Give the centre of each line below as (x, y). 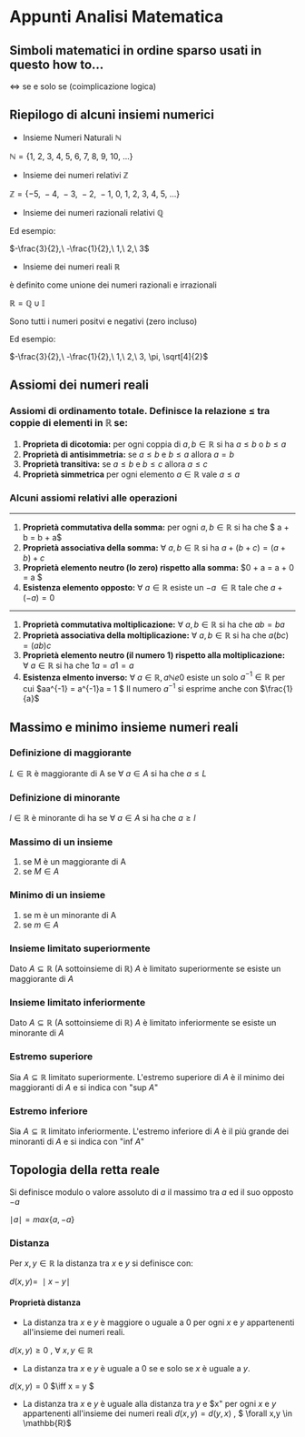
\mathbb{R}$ (47, 1423)
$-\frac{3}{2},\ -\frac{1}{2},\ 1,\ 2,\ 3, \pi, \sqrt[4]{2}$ (109, 356)
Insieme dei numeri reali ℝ (71, 267)
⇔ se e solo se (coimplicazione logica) (83, 86)
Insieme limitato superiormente (80, 948)
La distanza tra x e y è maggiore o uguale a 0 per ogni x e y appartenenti (158, 1322)
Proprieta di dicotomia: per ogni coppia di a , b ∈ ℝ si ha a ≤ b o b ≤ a (154, 444)
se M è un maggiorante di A (74, 862)
